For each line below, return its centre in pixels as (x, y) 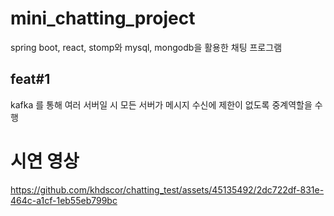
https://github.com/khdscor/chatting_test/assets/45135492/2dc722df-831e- (167, 189)
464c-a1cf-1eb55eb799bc (64, 200)
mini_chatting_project (103, 18)
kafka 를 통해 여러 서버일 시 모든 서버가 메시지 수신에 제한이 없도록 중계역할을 (161, 104)
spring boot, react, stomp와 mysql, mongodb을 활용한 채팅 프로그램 (146, 47)
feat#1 (30, 79)
